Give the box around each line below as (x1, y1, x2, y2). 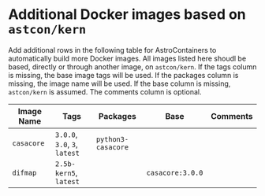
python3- (95, 135, 129, 143)
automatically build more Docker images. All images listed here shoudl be (8, 54, 247, 63)
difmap (12, 168, 37, 177)
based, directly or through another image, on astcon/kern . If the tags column (8, 61, 257, 72)
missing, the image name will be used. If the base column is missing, (8, 79, 231, 88)
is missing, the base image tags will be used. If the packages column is (8, 70, 239, 80)
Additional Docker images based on (8, 6, 246, 24)
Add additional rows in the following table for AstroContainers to (8, 45, 217, 54)
